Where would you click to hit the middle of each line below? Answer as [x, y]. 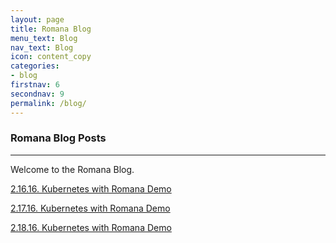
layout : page [37, 19]
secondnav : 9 [37, 94]
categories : [35, 66]
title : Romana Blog [51, 29]
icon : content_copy [51, 57]
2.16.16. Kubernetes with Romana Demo [91, 188]
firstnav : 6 [35, 85]
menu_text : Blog [44, 38]
